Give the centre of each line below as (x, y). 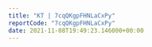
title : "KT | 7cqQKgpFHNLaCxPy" (62, 16)
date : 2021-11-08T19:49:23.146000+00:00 (76, 30)
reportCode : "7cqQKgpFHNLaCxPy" (62, 23)
